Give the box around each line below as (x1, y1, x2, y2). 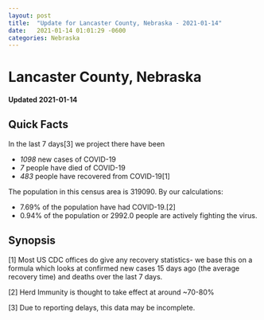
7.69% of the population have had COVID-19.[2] (19, 202, 177, 212)
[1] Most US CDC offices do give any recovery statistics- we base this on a (8, 255, 253, 264)
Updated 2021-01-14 (8, 95, 78, 104)
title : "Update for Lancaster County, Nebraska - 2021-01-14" (8, 19, 223, 27)
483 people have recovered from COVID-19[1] (19, 171, 171, 181)
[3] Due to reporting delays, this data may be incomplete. (8, 302, 196, 312)
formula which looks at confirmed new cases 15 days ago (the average (8, 263, 240, 273)
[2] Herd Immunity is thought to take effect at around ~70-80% (8, 287, 215, 297)
